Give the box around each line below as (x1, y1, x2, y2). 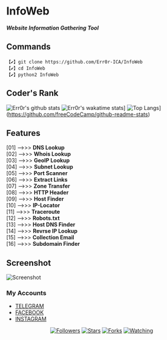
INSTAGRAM (15, 315, 47, 322)
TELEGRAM (15, 303, 44, 310)
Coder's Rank (6, 88, 59, 98)
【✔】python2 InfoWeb (6, 71, 59, 78)
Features (6, 128, 41, 138)
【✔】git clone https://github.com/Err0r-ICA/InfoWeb (6, 59, 143, 65)
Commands (6, 42, 51, 52)
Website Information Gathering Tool (6, 24, 99, 31)
